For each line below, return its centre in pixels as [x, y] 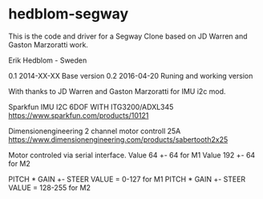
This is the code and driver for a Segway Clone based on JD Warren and [128, 36]
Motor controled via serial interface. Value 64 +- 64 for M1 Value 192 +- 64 [132, 155]
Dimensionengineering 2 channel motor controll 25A [95, 131]
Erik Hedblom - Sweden [48, 60]
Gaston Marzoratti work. [48, 44]
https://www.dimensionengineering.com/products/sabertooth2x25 [118, 139]
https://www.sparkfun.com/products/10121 [79, 115]
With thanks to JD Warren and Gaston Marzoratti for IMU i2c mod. [117, 91]
